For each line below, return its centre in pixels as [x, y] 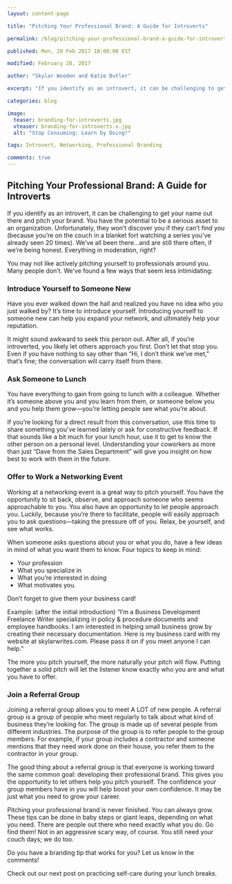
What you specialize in [49, 570]
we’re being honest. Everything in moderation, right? [82, 250]
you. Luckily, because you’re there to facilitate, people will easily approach [113, 514]
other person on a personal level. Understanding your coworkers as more [112, 444]
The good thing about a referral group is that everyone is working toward [111, 767]
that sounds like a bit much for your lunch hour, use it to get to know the [109, 437]
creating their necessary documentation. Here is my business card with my [114, 634]
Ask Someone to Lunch [47, 379]
